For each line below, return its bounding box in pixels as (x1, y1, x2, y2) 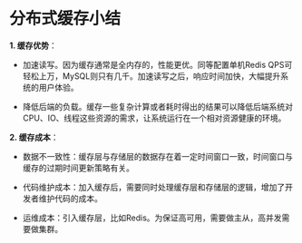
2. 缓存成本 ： (9, 131, 59, 142)
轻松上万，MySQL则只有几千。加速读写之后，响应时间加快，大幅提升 (22, 70, 281, 82)
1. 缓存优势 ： (9, 40, 57, 51)
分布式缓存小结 (9, 8, 122, 29)
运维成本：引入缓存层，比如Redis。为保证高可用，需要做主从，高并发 (22, 212, 283, 223)
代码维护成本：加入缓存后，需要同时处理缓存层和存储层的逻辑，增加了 (22, 181, 286, 192)
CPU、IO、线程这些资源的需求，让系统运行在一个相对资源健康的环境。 (22, 112, 287, 123)
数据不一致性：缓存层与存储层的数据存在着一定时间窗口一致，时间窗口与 (22, 151, 293, 161)
